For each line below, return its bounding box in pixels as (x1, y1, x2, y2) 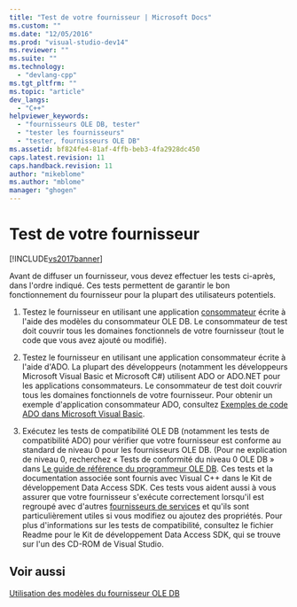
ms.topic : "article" (9, 87, 86, 96)
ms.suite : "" (9, 54, 58, 63)
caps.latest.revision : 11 (9, 152, 105, 162)
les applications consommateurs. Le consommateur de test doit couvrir (21, 380, 283, 391)
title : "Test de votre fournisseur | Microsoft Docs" (9, 12, 213, 22)
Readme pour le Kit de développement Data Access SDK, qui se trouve (21, 529, 281, 540)
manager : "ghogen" (9, 186, 77, 195)
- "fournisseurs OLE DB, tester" (17, 121, 141, 129)
